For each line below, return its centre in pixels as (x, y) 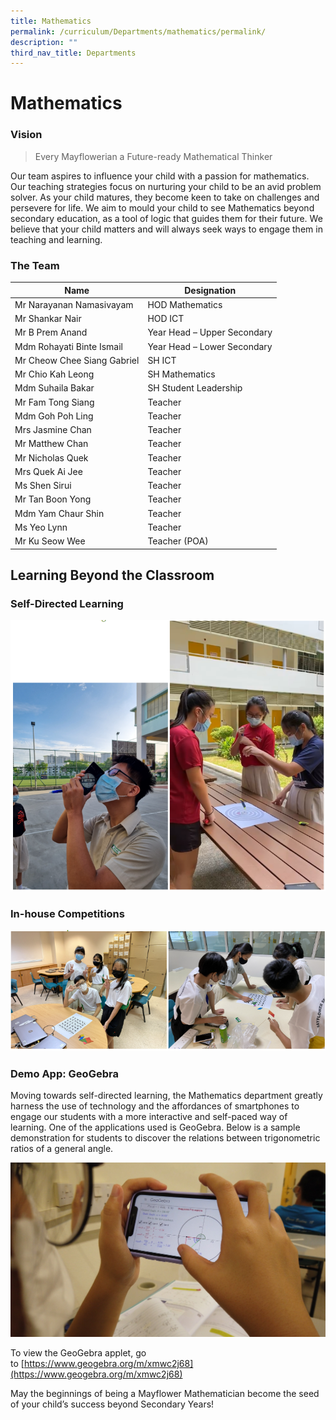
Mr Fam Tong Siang (54, 402)
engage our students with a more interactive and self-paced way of (149, 1117)
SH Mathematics (181, 374)
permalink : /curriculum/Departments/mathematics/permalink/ (138, 31)
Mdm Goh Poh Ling (54, 416)
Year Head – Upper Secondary (210, 332)
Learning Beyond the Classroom (112, 575)
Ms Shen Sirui (43, 486)
